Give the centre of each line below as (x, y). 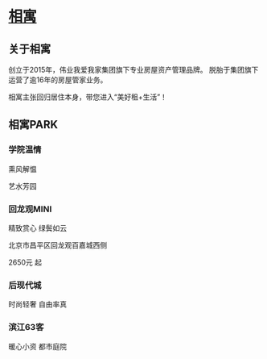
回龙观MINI (30, 209)
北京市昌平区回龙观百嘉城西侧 (58, 245)
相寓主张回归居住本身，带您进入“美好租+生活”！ (88, 97)
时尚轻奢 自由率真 (37, 304)
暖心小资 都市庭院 (37, 346)
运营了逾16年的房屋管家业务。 (58, 80)
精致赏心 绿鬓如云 (37, 228)
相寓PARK (33, 125)
